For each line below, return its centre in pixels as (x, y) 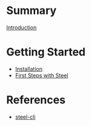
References (36, 100)
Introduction (22, 27)
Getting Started (46, 52)
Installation (29, 69)
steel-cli (25, 117)
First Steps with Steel (42, 75)
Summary (31, 11)
